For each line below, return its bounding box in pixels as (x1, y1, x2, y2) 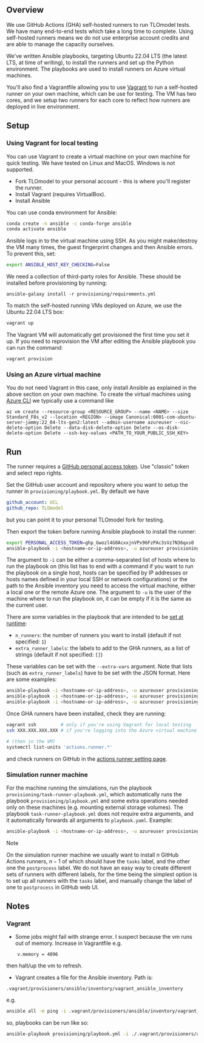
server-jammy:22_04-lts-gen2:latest (6, 420, 99, 426)
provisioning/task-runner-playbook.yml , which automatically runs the (6, 790, 182, 797)
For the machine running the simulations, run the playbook (6, 784, 152, 791)
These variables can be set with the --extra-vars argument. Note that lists (6, 663, 192, 670)
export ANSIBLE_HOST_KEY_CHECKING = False (6, 262, 110, 268)
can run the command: (6, 344, 63, 351)
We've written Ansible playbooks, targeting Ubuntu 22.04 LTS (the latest (6, 52, 187, 60)
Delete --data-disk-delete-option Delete (44, 425, 151, 431)
